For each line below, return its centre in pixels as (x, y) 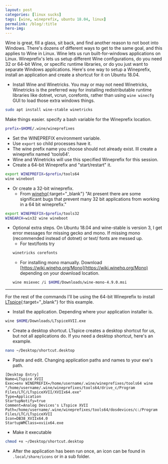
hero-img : (15, 29)
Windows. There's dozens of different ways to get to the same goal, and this (84, 48)
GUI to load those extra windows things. (53, 100)
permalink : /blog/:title (31, 24)
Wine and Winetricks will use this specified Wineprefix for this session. (85, 159)
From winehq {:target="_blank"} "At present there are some (80, 193)
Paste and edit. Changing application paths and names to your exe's (82, 360)
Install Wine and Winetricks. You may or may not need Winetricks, (80, 85)
